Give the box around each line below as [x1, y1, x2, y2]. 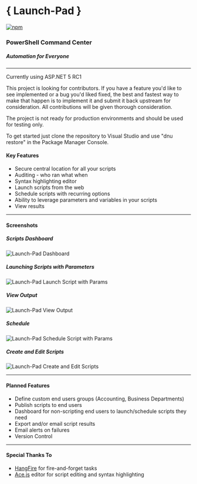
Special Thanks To [6, 452, 52, 459]
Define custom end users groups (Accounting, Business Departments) [14, 395, 185, 402]
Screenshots [6, 222, 38, 229]
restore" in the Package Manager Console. [6, 138, 109, 145]
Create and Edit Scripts [6, 348, 64, 355]
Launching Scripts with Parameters [6, 263, 95, 271]
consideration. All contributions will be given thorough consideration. [6, 103, 173, 110]
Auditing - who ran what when [14, 172, 88, 179]
